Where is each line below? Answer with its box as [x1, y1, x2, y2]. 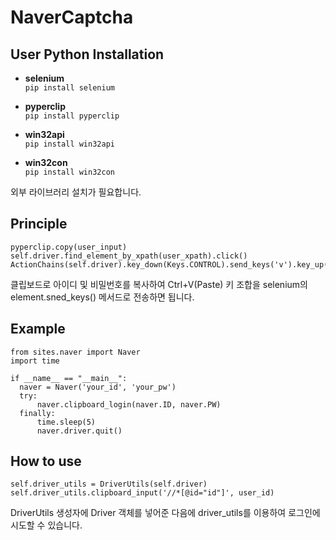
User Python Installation [10, 46, 165, 63]
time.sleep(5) [36, 417, 97, 427]
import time [10, 356, 60, 366]
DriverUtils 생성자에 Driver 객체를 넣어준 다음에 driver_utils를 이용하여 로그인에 [10, 507, 321, 519]
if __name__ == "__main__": [10, 373, 128, 383]
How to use [10, 453, 82, 470]
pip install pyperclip [24, 111, 120, 121]
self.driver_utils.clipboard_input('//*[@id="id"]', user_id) [10, 488, 275, 498]
